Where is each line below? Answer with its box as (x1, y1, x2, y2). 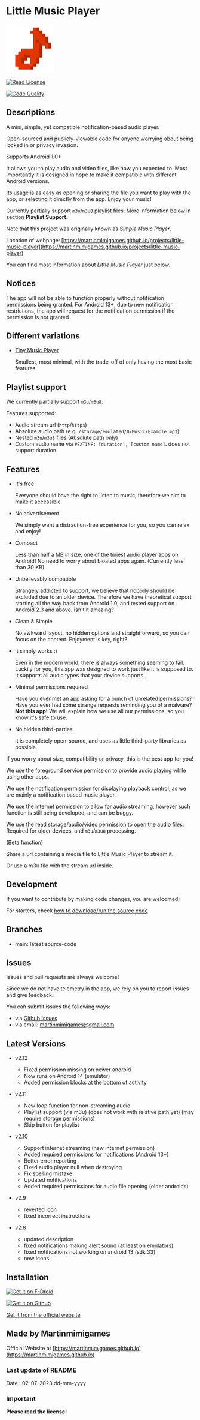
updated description (23, 1236, 74, 1243)
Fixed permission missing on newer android (23, 1066, 131, 1073)
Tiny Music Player (14, 347, 59, 354)
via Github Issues (14, 1015, 58, 1022)
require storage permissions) (23, 1115, 96, 1122)
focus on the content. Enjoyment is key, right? (14, 636, 128, 643)
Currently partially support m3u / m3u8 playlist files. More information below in (6, 207, 191, 214)
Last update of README (6, 1366, 76, 1374)
